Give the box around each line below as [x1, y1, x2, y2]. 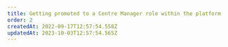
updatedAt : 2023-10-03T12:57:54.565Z [7, 29, 118, 37]
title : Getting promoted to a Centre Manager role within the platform [7, 10, 221, 17]
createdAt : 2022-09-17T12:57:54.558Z [7, 23, 118, 30]
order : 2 [7, 17, 33, 23]
